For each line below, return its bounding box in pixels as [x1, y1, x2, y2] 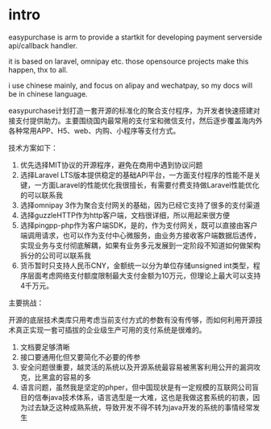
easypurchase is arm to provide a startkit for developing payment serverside [8, 32, 263, 42]
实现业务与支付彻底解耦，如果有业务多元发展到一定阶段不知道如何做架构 [19, 240, 261, 250]
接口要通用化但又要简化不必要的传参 [19, 352, 141, 361]
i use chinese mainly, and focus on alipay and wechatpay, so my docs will [8, 80, 252, 90]
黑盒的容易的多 [41, 372, 91, 382]
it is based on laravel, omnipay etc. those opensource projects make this [8, 56, 249, 66]
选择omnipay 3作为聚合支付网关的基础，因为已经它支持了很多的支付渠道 [19, 200, 261, 210]
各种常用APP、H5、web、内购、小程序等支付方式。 [8, 126, 181, 135]
